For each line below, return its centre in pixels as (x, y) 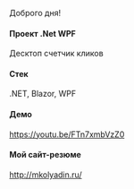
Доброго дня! (35, 13)
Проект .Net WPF (42, 33)
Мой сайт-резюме (46, 155)
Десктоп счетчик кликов (57, 54)
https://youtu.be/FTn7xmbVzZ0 (67, 134)
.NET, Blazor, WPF (43, 94)
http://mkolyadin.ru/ (46, 175)
